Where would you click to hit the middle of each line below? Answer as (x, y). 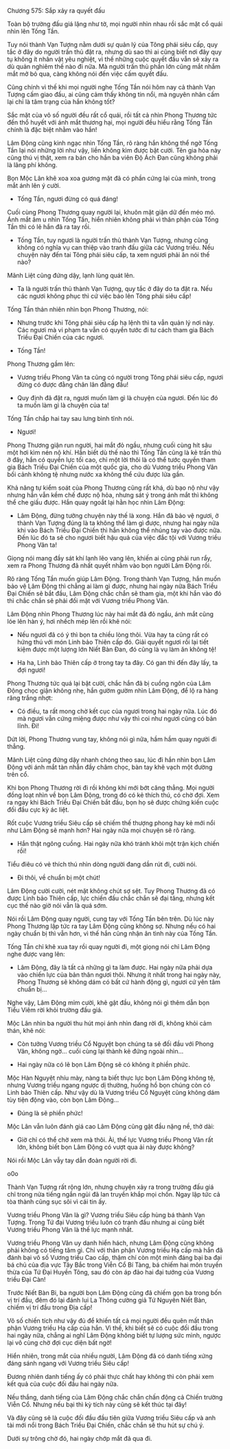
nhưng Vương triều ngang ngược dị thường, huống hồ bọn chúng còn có (109, 1085)
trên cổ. (18, 774)
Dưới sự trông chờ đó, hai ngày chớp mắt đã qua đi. (80, 1438)
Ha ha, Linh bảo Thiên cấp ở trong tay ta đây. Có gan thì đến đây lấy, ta (117, 663)
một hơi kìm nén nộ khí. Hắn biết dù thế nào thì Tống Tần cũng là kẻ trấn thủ (114, 453)
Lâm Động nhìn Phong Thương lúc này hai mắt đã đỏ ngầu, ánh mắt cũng (111, 614)
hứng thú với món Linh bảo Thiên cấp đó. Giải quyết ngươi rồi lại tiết (113, 642)
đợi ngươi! (31, 670)
